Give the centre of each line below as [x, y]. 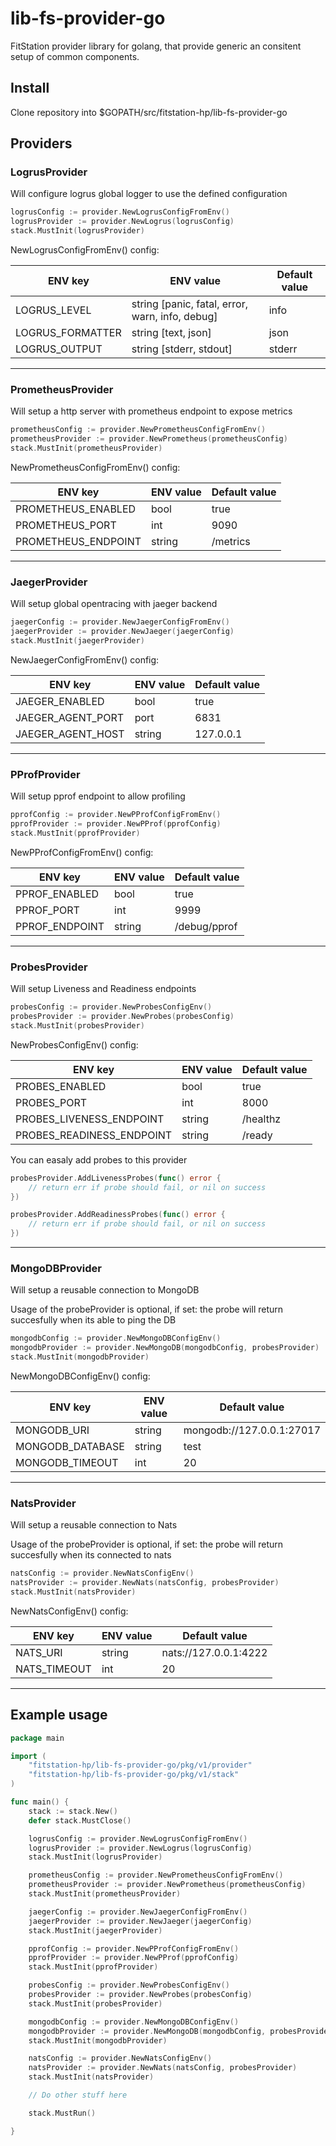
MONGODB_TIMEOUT [67, 1462]
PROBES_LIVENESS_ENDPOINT [90, 1119]
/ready [257, 1135]
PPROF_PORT [47, 910]
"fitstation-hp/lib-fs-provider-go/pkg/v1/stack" [134, 1775]
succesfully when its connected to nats [91, 1555]
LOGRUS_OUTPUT [59, 349]
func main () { [40, 1802]
